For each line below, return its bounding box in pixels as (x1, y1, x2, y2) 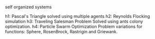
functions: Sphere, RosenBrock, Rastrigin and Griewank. (5, 29, 118, 34)
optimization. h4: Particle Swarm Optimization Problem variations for (5, 24, 143, 29)
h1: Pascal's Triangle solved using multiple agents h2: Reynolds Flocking (5, 13, 150, 19)
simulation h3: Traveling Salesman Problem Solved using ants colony (5, 19, 143, 24)
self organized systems (5, 4, 52, 10)
